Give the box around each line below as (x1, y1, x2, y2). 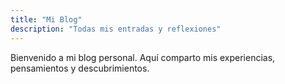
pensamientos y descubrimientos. (10, 62, 150, 74)
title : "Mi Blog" (10, 14, 83, 25)
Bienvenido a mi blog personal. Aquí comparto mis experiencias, (10, 51, 276, 63)
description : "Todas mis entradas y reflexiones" (10, 24, 222, 34)
